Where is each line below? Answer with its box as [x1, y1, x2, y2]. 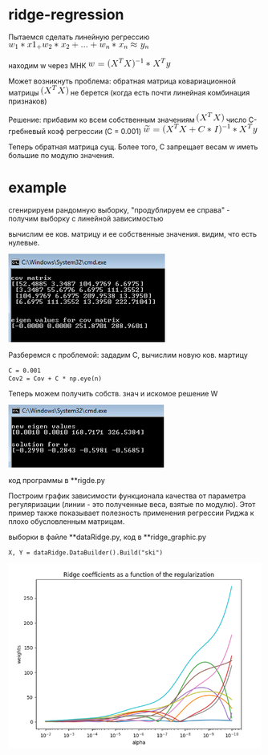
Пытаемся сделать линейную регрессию [8, 32, 150, 42]
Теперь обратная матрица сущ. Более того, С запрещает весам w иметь [8, 142, 258, 152]
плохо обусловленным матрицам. [8, 516, 125, 526]
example [8, 179, 67, 197]
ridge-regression [8, 6, 124, 24]
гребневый [8, 126, 47, 136]
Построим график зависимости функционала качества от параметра [8, 491, 246, 501]
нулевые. [8, 237, 40, 247]
